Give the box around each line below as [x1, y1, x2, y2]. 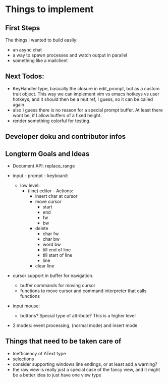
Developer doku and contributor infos [5, 132, 126, 141]
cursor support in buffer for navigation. [12, 272, 94, 279]
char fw [42, 231, 59, 237]
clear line [35, 263, 54, 269]
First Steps [5, 24, 40, 32]
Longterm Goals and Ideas [5, 149, 90, 158]
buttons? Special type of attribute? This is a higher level [20, 313, 136, 319]
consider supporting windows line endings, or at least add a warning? [12, 361, 157, 367]
